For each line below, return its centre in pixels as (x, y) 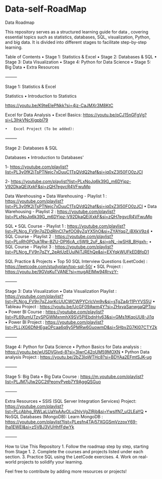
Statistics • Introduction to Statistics (41, 96)
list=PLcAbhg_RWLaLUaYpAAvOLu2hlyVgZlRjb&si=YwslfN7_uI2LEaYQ (74, 411)
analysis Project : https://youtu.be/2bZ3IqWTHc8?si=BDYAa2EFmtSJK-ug (78, 357)
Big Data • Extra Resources (32, 67)
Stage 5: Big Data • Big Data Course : (42, 376)
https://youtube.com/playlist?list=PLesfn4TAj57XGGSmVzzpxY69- (71, 422)
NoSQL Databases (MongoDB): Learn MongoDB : (54, 416)
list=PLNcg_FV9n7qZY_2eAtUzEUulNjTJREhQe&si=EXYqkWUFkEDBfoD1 (77, 252)
